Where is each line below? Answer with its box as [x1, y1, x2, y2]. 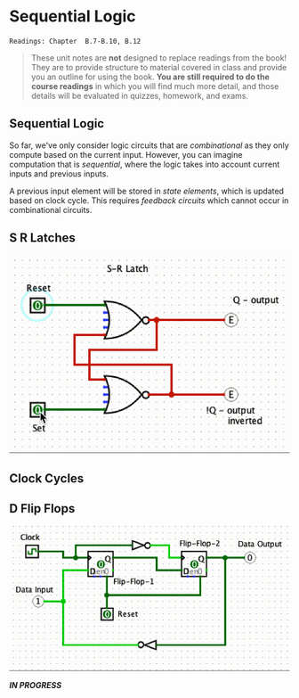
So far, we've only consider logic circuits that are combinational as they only [9, 140, 289, 151]
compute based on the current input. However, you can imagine [9, 149, 243, 160]
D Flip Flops [9, 501, 76, 516]
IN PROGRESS [9, 680, 62, 691]
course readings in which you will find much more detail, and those [30, 80, 279, 91]
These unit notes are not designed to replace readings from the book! [30, 52, 287, 63]
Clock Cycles [9, 471, 85, 486]
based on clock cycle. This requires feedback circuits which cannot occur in [9, 194, 289, 206]
